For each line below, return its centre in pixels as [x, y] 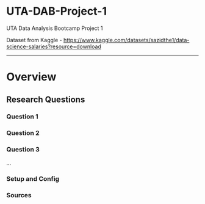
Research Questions [46, 99]
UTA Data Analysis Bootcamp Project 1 [55, 28]
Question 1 [22, 117]
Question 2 [23, 133]
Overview [31, 77]
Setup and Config [33, 178]
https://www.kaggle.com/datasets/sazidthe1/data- [126, 40]
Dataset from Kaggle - [34, 40]
